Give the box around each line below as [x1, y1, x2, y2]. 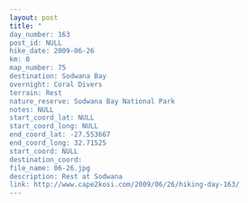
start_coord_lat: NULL [9, 113, 95, 122]
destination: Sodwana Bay [9, 72, 106, 81]
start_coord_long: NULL [9, 122, 99, 131]
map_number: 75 [9, 64, 67, 73]
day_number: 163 [9, 30, 70, 39]
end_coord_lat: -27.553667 [9, 130, 111, 139]
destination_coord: [9, 154, 83, 164]
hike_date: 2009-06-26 [9, 47, 95, 56]
